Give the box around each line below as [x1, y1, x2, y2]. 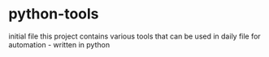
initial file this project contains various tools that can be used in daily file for [8, 31, 262, 41]
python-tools [8, 5, 99, 23]
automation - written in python [8, 39, 111, 49]
